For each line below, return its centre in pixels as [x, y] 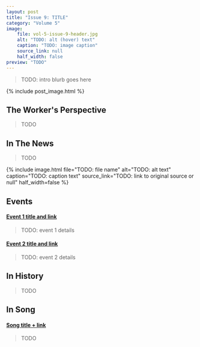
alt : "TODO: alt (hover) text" [56, 40]
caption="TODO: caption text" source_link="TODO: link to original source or [100, 176]
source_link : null [40, 51]
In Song [21, 310]
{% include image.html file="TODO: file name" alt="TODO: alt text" [89, 170]
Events [20, 202]
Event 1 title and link [32, 217]
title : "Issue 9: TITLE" [37, 17]
